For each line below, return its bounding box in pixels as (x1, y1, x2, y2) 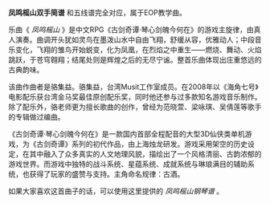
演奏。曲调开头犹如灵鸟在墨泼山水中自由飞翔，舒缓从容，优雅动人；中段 (14, 35, 255, 44)
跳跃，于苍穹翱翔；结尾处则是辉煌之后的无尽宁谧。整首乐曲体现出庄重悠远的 (8, 55, 262, 64)
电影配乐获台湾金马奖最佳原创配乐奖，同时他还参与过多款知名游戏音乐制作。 (8, 92, 262, 101)
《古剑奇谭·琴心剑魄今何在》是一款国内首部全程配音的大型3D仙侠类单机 (8, 129, 245, 139)
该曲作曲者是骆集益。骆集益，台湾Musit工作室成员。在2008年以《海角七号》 (8, 82, 259, 91)
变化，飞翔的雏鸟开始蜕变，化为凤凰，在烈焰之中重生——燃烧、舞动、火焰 (14, 45, 262, 55)
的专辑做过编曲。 (8, 112, 65, 121)
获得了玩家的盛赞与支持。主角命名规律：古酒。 (29, 169, 185, 179)
